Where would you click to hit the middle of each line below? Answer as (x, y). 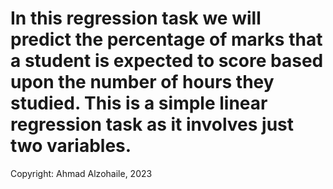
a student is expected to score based (167, 61)
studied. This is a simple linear (139, 103)
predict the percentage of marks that (166, 39)
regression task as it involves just (152, 124)
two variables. (71, 146)
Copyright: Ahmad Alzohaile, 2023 (81, 173)
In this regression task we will (136, 18)
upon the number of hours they (142, 82)
